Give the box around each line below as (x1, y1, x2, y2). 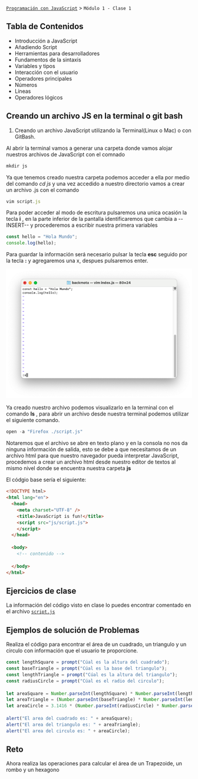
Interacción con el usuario (14, 69, 78, 76)
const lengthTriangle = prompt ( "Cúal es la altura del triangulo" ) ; (6, 671, 178, 678)
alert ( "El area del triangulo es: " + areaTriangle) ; (6, 722, 141, 728)
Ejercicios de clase (6, 585, 77, 596)
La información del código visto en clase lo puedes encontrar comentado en (6, 601, 192, 609)
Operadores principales (14, 75, 72, 82)
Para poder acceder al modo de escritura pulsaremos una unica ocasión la (6, 209, 187, 216)
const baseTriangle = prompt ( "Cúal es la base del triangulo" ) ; (6, 665, 167, 671)
